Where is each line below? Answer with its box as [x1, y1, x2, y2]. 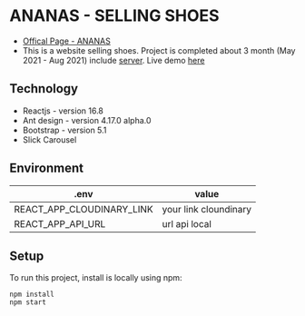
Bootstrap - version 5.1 [22, 124, 107, 135]
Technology [9, 81, 79, 96]
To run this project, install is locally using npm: [9, 272, 183, 283]
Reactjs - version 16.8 [22, 105, 104, 116]
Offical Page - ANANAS [22, 35, 111, 46]
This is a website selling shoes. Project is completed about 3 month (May [22, 44, 296, 55]
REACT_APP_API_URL [14, 217, 106, 230]
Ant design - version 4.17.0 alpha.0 [22, 114, 152, 125]
